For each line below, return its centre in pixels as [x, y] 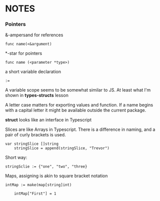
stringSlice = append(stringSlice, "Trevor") [62, 148]
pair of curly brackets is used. [35, 135]
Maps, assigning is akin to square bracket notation [56, 176]
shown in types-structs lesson [37, 96]
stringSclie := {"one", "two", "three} [46, 167]
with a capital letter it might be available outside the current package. [76, 110]
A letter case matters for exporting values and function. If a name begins [79, 105]
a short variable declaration [33, 72]
